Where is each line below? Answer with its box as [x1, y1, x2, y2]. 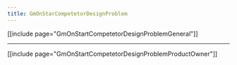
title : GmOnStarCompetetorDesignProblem [7, 10, 128, 17]
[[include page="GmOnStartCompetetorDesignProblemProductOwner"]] [7, 50, 218, 58]
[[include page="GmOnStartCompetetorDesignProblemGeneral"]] [7, 29, 199, 38]
